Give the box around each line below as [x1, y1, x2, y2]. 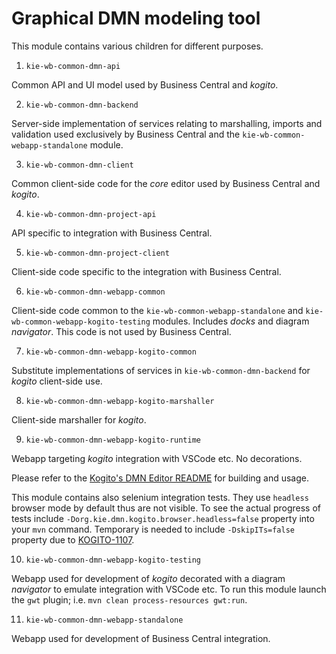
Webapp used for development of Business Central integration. [11, 632, 271, 644]
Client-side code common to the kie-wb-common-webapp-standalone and [11, 304, 304, 316]
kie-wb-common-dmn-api [25, 61, 121, 71]
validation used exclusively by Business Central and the [11, 128, 241, 140]
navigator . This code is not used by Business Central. [11, 325, 232, 337]
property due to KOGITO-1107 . [11, 533, 135, 546]
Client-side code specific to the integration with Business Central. [11, 265, 282, 277]
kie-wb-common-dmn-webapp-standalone [25, 615, 184, 625]
